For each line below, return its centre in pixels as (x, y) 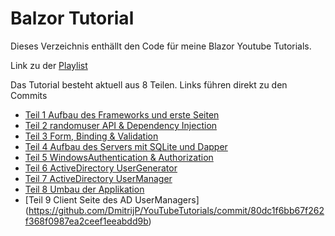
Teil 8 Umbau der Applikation (84, 189)
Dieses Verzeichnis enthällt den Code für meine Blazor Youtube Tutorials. (161, 46)
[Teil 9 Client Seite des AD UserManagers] (112, 199)
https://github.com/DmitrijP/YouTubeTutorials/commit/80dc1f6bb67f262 (176, 210)
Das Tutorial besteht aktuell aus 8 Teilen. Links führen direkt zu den (149, 84)
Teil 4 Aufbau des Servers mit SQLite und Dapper (126, 146)
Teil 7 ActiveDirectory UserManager (98, 178)
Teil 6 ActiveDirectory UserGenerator (101, 168)
